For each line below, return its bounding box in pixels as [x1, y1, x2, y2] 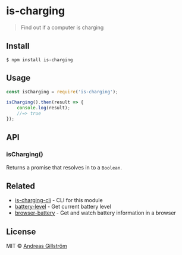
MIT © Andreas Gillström [6, 243, 67, 250]
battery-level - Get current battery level [14, 203, 111, 210]
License [6, 226, 36, 237]
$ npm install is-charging [6, 56, 73, 63]
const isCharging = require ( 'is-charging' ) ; [6, 89, 118, 95]
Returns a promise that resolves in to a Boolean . [6, 163, 122, 171]
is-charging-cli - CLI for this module [14, 197, 103, 204]
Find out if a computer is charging [20, 24, 104, 31]
